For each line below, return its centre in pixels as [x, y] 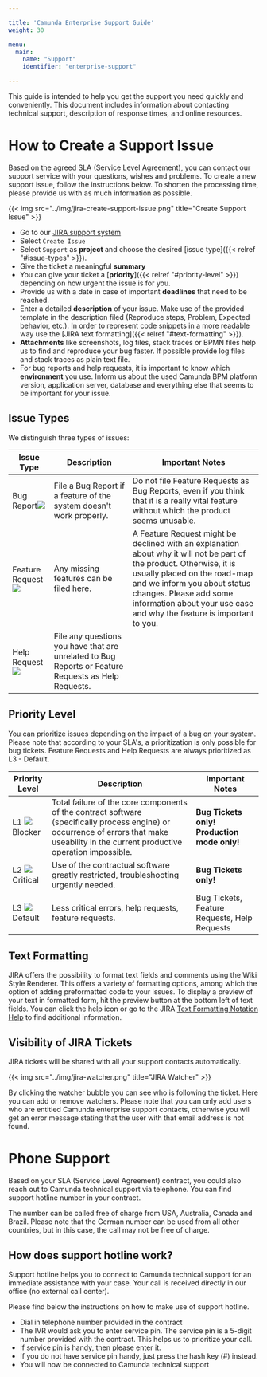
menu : [17, 45]
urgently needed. [83, 884]
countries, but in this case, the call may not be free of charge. [109, 1230]
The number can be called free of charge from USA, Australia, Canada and [130, 1214]
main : [25, 52]
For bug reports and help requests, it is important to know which [125, 368]
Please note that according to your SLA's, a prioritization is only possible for [132, 742]
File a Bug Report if [89, 486]
